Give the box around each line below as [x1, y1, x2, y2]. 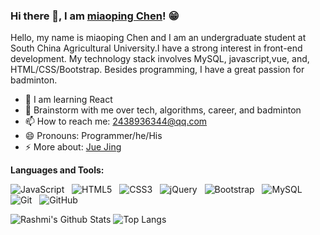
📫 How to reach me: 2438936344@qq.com [24, 115, 208, 128]
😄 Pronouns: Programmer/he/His [24, 130, 163, 142]
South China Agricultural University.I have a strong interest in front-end [10, 42, 303, 54]
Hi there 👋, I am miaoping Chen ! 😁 [10, 9, 180, 23]
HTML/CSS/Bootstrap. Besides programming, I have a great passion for [10, 64, 305, 76]
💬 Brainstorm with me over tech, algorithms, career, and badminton [24, 104, 302, 116]
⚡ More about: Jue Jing [24, 141, 122, 153]
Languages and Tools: [10, 164, 105, 176]
